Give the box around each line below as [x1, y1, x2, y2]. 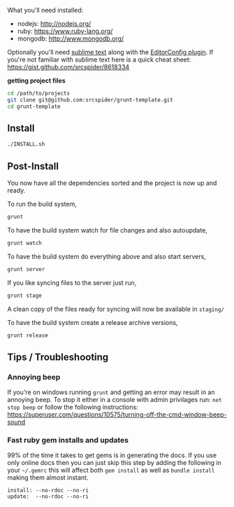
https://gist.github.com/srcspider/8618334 [7, 63, 130, 71]
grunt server [7, 265, 45, 272]
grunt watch [7, 239, 42, 246]
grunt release [7, 332, 49, 339]
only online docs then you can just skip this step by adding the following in [7, 459, 221, 467]
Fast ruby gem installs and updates [7, 436, 129, 445]
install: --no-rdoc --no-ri [7, 487, 89, 494]
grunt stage [7, 292, 42, 299]
